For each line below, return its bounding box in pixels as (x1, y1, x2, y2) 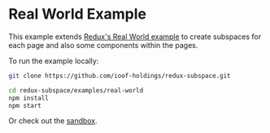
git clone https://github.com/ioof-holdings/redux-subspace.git (8, 71, 231, 79)
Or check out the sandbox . (8, 116, 98, 126)
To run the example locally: (8, 56, 99, 66)
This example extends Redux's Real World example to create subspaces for (8, 32, 262, 41)
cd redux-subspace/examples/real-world (8, 86, 144, 94)
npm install (8, 94, 49, 102)
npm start (8, 101, 42, 109)
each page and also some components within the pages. (8, 40, 198, 49)
